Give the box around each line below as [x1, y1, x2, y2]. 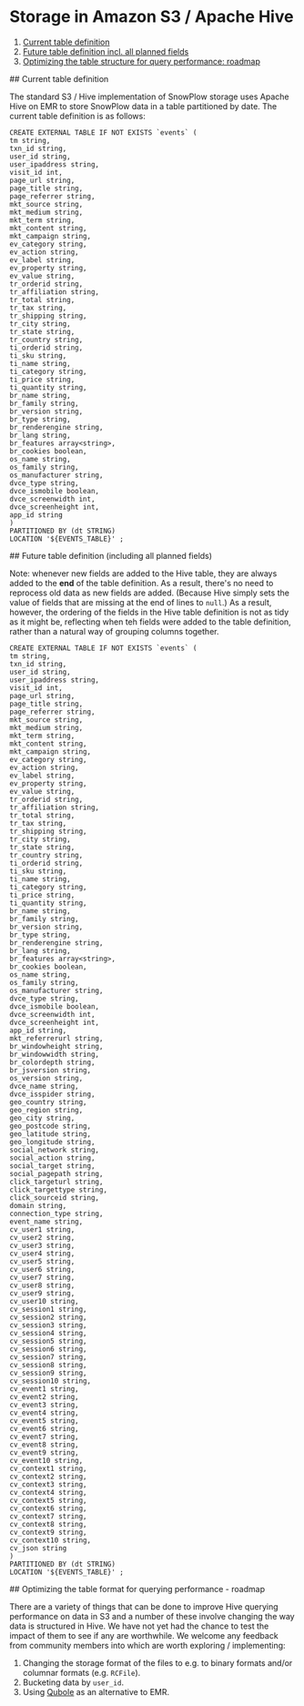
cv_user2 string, [9, 1233, 76, 1242]
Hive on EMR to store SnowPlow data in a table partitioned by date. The [9, 100, 278, 111]
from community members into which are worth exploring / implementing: [9, 1640, 286, 1650]
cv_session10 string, [9, 1376, 92, 1386]
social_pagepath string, [9, 1169, 104, 1178]
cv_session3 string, [9, 1320, 88, 1330]
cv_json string [9, 1543, 67, 1553]
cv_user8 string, [9, 1281, 76, 1290]
